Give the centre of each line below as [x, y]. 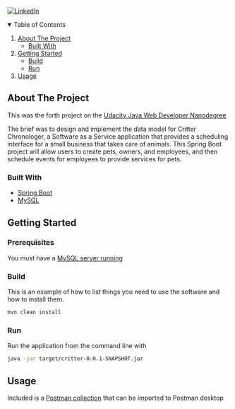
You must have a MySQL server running [65, 258]
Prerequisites [31, 243]
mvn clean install [34, 312]
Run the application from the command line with [77, 346]
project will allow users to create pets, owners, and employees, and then [113, 151]
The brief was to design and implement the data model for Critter [102, 129]
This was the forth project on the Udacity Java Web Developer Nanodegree [117, 115]
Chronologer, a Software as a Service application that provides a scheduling [118, 136]
